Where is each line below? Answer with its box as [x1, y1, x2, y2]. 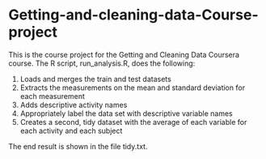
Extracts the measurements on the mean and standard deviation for [19, 83, 245, 92]
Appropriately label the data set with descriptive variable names [19, 108, 233, 118]
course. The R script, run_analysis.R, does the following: [8, 58, 196, 68]
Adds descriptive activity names [19, 100, 128, 110]
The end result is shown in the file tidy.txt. [8, 141, 148, 151]
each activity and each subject [19, 126, 123, 135]
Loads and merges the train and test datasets [19, 74, 171, 84]
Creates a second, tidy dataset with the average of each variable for [19, 117, 247, 127]
